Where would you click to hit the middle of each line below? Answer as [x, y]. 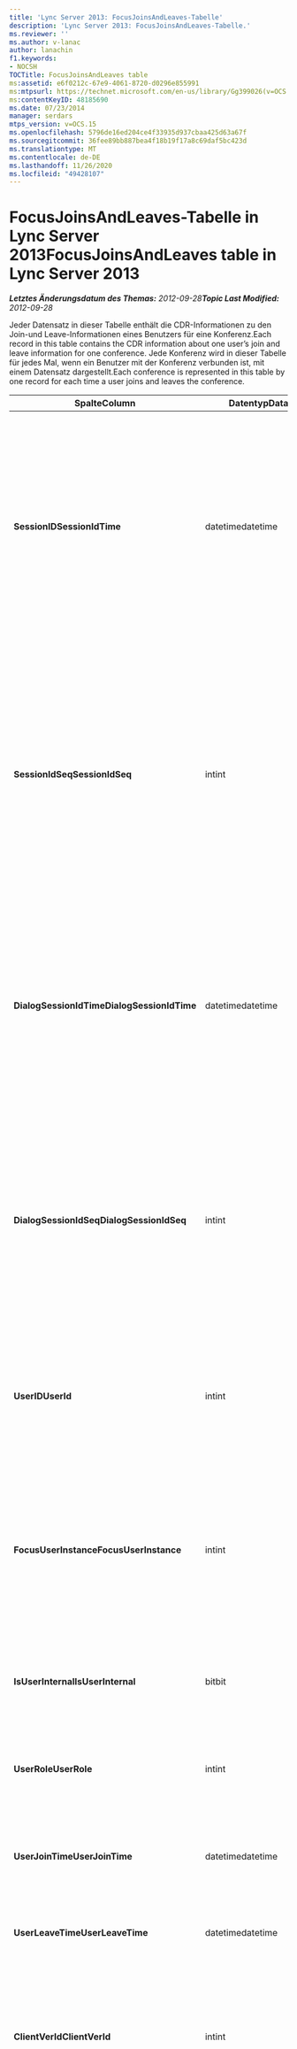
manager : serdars [41, 116]
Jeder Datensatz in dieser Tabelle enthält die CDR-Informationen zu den [141, 325]
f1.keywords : [33, 58]
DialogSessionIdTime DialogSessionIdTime [105, 1005]
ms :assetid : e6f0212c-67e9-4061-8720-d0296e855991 [104, 83]
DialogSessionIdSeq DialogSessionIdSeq [100, 1221]
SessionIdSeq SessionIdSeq [73, 774]
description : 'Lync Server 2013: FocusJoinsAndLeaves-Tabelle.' [130, 26]
